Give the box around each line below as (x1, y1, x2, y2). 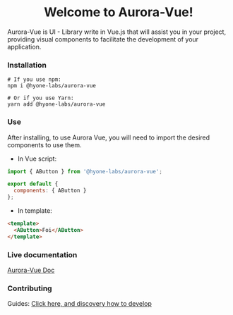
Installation (7, 60, 47, 70)
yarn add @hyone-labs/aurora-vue (7, 101, 106, 108)
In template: (17, 206, 53, 215)
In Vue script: (17, 154, 57, 163)
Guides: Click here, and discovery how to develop (7, 299, 152, 308)
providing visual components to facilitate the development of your (7, 35, 199, 43)
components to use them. (7, 140, 82, 149)
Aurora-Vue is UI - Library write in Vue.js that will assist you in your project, (7, 27, 227, 36)
